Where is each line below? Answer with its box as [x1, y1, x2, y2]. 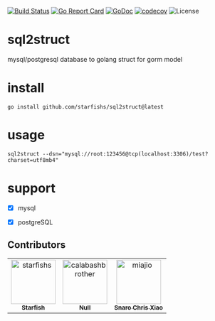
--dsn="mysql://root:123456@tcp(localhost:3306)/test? [42, 150, 209, 158]
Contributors [7, 239, 66, 251]
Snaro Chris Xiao [114, 303, 164, 312]
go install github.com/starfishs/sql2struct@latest [7, 103, 164, 110]
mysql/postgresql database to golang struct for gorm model [7, 55, 183, 63]
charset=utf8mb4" [7, 156, 59, 163]
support [7, 180, 56, 196]
